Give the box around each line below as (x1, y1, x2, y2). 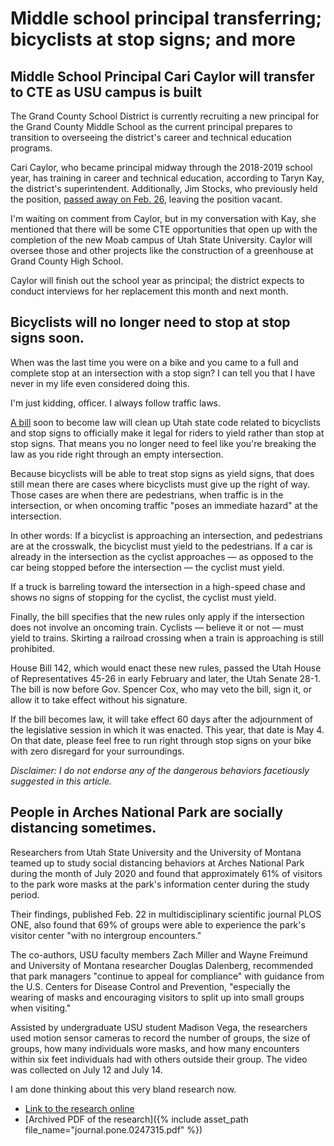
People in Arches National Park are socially (10, 804, 284, 821)
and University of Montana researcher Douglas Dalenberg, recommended (10, 959, 313, 971)
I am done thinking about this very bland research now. (10, 1083, 237, 1095)
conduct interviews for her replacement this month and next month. (10, 285, 289, 297)
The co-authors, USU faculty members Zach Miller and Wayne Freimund (10, 948, 308, 961)
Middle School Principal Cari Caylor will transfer (10, 68, 315, 85)
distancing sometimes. (10, 820, 157, 837)
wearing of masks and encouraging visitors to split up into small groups (10, 991, 305, 1003)
